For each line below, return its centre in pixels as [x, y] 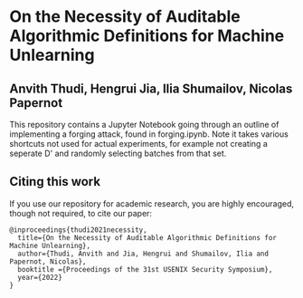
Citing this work [55, 182]
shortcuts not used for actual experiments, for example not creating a [139, 144]
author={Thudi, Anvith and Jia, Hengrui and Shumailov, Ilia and [143, 254]
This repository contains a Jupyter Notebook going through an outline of [144, 125]
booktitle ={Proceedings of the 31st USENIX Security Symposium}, [145, 269]
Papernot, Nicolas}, [48, 261]
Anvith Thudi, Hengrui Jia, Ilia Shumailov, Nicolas [151, 88]
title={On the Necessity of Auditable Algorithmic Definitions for [147, 237]
